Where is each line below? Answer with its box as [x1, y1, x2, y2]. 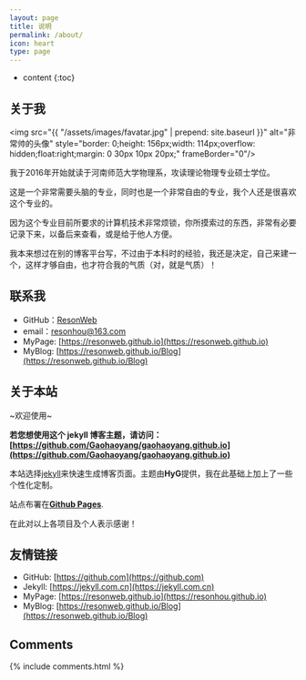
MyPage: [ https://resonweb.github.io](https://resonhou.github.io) [22, 591, 267, 602]
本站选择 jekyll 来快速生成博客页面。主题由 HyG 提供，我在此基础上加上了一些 [9, 468, 293, 479]
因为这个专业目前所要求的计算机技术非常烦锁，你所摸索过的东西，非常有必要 [9, 217, 297, 228]
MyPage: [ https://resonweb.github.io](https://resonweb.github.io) [22, 336, 269, 347]
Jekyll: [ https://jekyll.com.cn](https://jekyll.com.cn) [22, 582, 215, 593]
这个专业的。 [9, 198, 57, 208]
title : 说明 [9, 22, 52, 31]
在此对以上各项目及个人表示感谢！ [9, 518, 138, 529]
